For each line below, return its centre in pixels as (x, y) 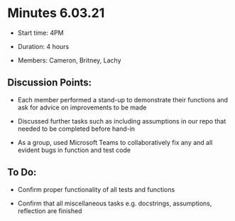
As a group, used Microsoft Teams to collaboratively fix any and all (115, 142)
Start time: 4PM (40, 33)
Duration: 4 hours (43, 46)
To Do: (22, 172)
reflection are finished (50, 210)
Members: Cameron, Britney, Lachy (70, 60)
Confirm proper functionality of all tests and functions (96, 189)
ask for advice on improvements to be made (82, 107)
